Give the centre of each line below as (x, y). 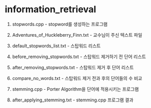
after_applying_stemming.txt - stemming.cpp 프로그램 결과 (73, 100)
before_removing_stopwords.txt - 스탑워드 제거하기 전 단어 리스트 (79, 57)
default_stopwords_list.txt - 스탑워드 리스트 (56, 46)
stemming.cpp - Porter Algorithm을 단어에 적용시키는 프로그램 (75, 89)
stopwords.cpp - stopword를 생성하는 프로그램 (60, 24)
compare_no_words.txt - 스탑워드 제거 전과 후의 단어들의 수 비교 (77, 78)
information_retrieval (51, 9)
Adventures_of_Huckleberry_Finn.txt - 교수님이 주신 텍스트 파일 (77, 35)
